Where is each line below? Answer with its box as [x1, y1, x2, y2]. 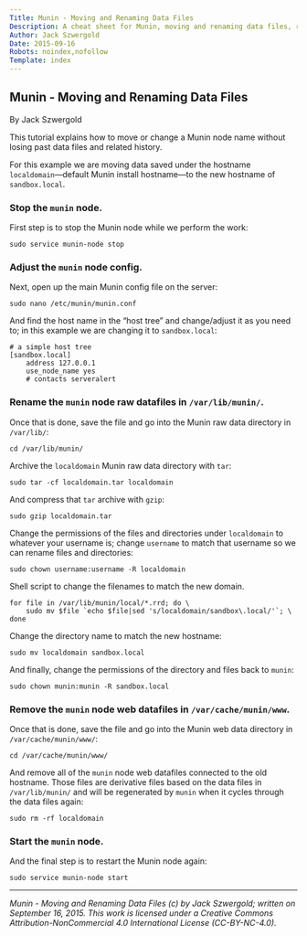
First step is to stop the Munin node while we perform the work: [9, 222, 249, 233]
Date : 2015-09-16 [9, 38, 76, 48]
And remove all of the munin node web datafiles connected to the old [9, 767, 268, 778]
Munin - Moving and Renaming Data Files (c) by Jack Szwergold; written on [9, 898, 296, 909]
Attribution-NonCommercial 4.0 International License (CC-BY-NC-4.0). [9, 918, 277, 929]
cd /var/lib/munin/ [9, 444, 84, 453]
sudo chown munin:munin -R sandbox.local [9, 682, 170, 691]
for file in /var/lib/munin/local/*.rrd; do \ [9, 598, 190, 608]
